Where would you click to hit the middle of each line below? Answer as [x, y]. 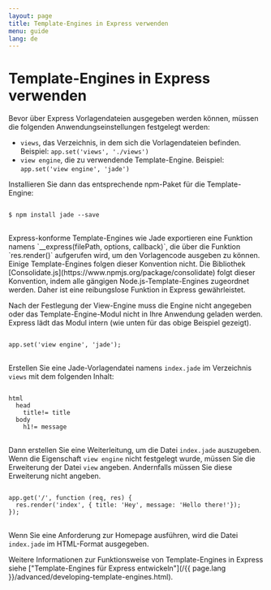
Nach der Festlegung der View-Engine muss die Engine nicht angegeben [130, 306]
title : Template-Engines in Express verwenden [88, 24]
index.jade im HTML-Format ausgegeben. [79, 544]
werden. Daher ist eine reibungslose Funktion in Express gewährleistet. [127, 290]
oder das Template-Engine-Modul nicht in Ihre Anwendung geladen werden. [135, 314]
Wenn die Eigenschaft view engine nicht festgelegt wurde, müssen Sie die [132, 459]
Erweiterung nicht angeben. [55, 476]
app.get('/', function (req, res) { [70, 498]
